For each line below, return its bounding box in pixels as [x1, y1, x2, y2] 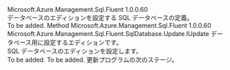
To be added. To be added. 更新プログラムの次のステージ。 [7, 55, 178, 64]
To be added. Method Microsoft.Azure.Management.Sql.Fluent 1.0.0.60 [7, 21, 212, 29]
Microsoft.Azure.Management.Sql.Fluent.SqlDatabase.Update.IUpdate [7, 30, 210, 37]
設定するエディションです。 [43, 38, 122, 46]
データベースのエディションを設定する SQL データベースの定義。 [7, 14, 194, 21]
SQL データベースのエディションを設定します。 [7, 47, 143, 55]
